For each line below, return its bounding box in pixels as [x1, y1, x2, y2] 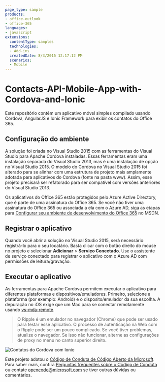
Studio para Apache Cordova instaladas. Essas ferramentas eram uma [5, 153, 148, 159]
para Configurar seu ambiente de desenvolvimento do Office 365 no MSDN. [5, 210, 159, 216]
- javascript [5, 30, 32, 35]
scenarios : [9, 58, 32, 63]
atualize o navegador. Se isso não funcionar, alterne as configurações [17, 332, 159, 338]
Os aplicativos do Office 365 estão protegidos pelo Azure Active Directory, [5, 194, 157, 200]
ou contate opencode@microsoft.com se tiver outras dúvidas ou [5, 367, 136, 373]
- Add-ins [9, 48, 30, 53]
